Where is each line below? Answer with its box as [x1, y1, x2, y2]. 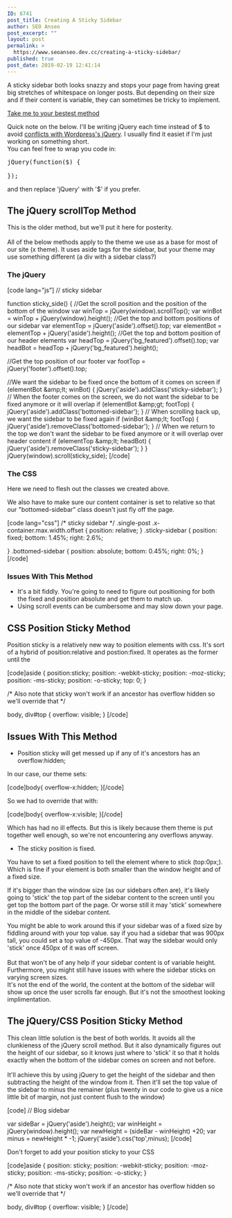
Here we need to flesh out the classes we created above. [7, 485, 170, 493]
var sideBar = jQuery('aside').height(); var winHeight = [7, 1120, 163, 1128]
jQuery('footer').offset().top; [7, 364, 87, 372]
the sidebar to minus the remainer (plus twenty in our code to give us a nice [7, 1085, 223, 1093]
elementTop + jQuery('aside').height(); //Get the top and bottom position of [7, 329, 221, 337]
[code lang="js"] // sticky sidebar [7, 286, 102, 294]
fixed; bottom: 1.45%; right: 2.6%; [7, 533, 104, 542]
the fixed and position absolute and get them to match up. [17, 594, 183, 603]
